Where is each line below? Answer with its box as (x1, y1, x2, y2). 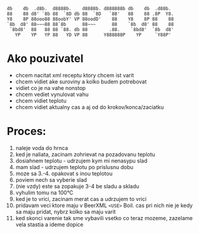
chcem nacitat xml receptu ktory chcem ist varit (15, 71, 134, 79)
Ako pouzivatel (7, 52, 84, 65)
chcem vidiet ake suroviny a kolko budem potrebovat (15, 78, 147, 85)
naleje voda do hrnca (15, 144, 69, 151)
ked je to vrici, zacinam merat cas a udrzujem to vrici (15, 195, 147, 202)
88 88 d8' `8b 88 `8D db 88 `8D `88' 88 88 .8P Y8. (7, 11, 174, 17)
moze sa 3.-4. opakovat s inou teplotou (15, 170, 113, 177)
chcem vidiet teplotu (15, 97, 67, 104)
